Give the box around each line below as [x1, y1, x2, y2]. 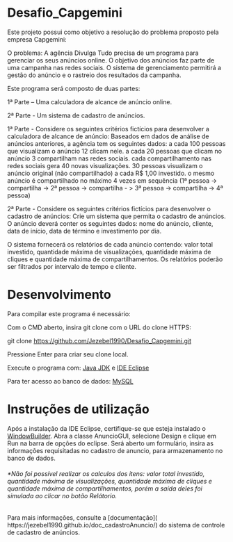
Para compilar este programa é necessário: [7, 309, 131, 318]
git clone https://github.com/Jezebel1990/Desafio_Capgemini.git [7, 336, 192, 345]
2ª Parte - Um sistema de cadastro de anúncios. [7, 111, 145, 120]
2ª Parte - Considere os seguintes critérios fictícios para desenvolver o [7, 204, 211, 213]
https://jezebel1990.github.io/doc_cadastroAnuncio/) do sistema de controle [7, 521, 225, 529]
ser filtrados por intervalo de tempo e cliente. [7, 262, 137, 270]
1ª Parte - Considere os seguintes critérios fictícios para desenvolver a [7, 124, 210, 133]
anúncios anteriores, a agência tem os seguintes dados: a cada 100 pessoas [7, 139, 226, 147]
